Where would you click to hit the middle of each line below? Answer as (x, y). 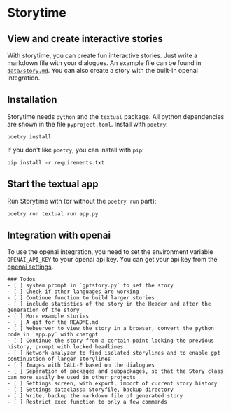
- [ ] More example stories (48, 316)
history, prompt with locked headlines (65, 347)
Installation (32, 100)
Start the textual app (53, 184)
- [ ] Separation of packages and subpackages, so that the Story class (115, 371)
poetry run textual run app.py (53, 214)
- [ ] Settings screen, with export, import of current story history (112, 384)
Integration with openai (59, 235)
